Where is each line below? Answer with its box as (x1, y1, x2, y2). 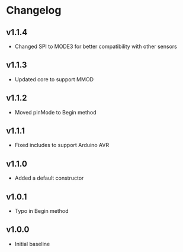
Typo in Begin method (14, 208, 69, 215)
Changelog (6, 4, 62, 17)
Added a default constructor (14, 174, 84, 181)
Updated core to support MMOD (14, 75, 94, 83)
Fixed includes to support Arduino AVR (14, 142, 110, 149)
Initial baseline (14, 240, 50, 247)
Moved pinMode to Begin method (14, 109, 97, 116)
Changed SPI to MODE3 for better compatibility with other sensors (14, 43, 178, 50)
